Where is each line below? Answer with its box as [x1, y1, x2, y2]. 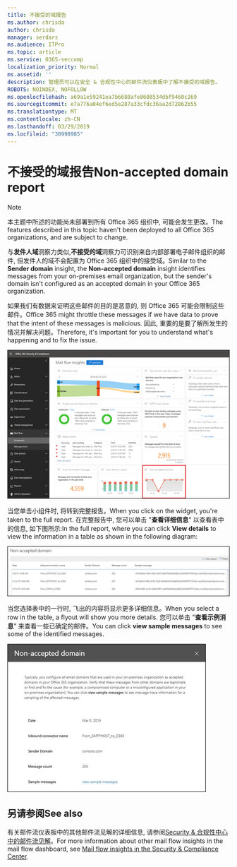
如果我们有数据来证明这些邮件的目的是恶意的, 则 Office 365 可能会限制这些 [7, 301, 224, 310]
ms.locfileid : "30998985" [7, 131, 83, 138]
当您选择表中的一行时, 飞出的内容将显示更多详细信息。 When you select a [7, 604, 220, 612]
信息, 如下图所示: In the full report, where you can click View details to [13, 525, 217, 533]
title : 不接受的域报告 [7, 11, 67, 18]
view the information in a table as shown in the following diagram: [7, 532, 198, 541]
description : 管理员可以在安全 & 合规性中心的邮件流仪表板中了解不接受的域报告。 [7, 78, 221, 85]
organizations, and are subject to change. [7, 233, 128, 241]
